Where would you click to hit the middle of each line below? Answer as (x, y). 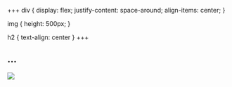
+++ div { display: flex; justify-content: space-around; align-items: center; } (116, 10)
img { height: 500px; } (39, 24)
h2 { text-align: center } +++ (48, 37)
